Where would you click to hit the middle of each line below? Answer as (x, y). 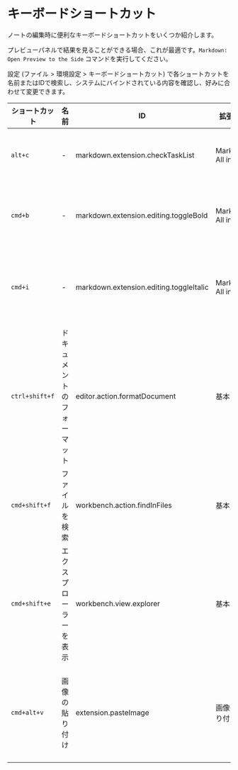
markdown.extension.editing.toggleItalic (142, 287)
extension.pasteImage (112, 713)
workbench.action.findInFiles (124, 505)
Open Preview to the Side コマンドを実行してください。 (90, 58)
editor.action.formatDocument (126, 396)
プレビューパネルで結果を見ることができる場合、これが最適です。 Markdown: (118, 50)
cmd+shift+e (31, 603)
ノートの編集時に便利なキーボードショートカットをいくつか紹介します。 (113, 35)
